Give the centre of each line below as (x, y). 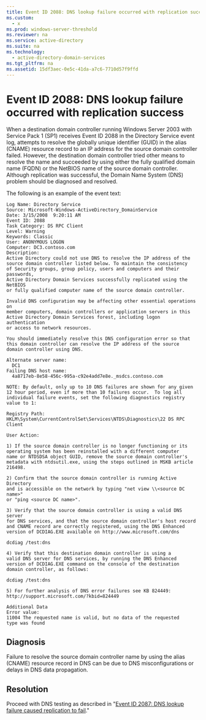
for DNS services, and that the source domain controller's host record (101, 521)
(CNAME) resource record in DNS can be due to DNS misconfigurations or (100, 664)
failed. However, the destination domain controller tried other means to (96, 155)
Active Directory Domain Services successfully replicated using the (97, 280)
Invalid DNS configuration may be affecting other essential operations (101, 301)
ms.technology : (26, 52)
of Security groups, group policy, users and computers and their (93, 269)
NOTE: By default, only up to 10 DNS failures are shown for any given (100, 387)
